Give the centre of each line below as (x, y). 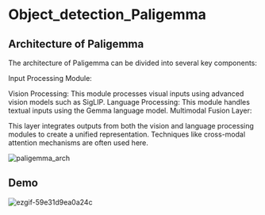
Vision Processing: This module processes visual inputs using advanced (126, 94)
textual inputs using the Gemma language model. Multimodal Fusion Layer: (130, 110)
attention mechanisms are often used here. (79, 143)
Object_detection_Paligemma (107, 15)
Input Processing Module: (50, 78)
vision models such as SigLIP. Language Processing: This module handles (129, 102)
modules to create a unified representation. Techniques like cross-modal (127, 134)
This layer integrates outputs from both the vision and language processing (131, 126)
